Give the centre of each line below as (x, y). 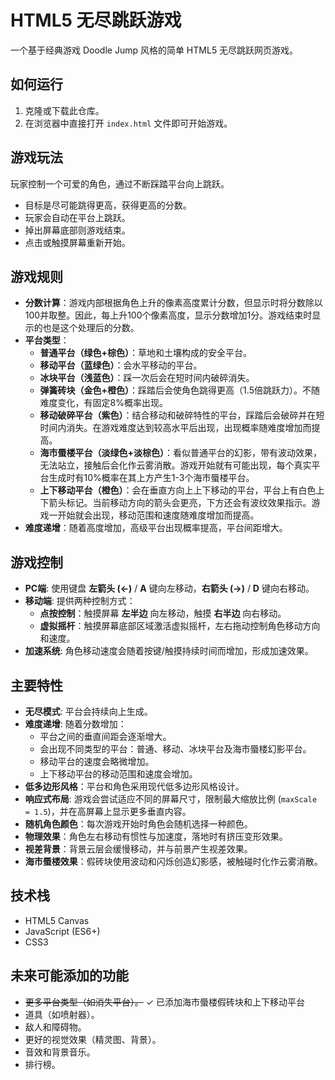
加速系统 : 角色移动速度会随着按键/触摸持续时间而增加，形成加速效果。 (169, 651)
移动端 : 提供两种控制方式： (80, 601)
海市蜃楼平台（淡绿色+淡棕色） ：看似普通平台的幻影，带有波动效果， (181, 453)
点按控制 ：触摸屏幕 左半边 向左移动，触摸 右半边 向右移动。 (163, 613)
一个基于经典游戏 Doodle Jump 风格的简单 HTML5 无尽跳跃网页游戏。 (154, 50)
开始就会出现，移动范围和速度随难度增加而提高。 (158, 515)
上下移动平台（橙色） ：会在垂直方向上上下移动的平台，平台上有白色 (178, 490)
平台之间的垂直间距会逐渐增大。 (105, 736)
